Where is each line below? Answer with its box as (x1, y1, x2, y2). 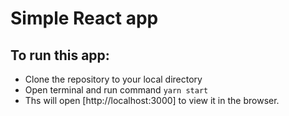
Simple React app (10, 7, 159, 30)
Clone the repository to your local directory (24, 73, 203, 85)
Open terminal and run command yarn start (24, 84, 209, 96)
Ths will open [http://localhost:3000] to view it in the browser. (24, 95, 280, 106)
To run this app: (10, 47, 110, 64)
